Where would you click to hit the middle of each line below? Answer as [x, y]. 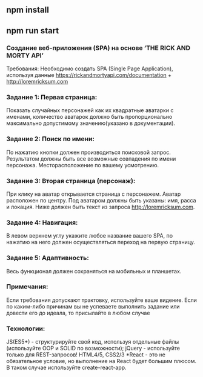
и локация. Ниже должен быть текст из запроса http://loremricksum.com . [101, 207]
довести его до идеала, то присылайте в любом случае [78, 313]
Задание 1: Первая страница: [52, 97]
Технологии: [26, 329]
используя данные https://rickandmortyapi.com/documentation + [89, 75]
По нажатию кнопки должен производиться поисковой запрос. [89, 152]
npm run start [33, 31]
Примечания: [27, 287]
